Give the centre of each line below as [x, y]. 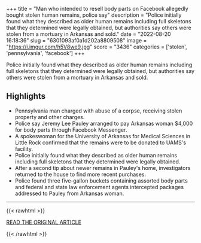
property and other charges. [50, 117]
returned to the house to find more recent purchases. [80, 174]
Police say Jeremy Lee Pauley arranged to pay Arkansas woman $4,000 [104, 123]
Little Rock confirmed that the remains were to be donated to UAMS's [100, 142]
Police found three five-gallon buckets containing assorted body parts [101, 180]
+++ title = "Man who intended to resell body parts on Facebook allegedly [97, 9]
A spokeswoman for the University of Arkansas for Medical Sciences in [102, 136]
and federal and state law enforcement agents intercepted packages [99, 187]
